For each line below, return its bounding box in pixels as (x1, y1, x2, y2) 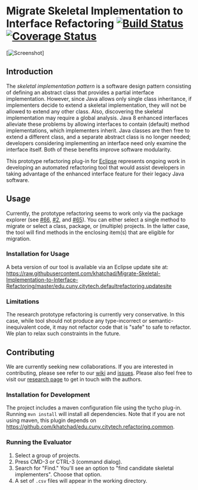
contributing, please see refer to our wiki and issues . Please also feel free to (6, 369, 193, 377)
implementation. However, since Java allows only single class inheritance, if (6, 95, 192, 102)
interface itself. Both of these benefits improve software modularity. (6, 146, 172, 153)
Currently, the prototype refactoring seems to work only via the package (6, 209, 183, 217)
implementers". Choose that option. (14, 470, 102, 478)
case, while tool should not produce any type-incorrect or (6, 318, 147, 325)
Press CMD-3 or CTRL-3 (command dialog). (14, 458, 122, 465)
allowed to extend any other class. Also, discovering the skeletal (6, 107, 164, 115)
